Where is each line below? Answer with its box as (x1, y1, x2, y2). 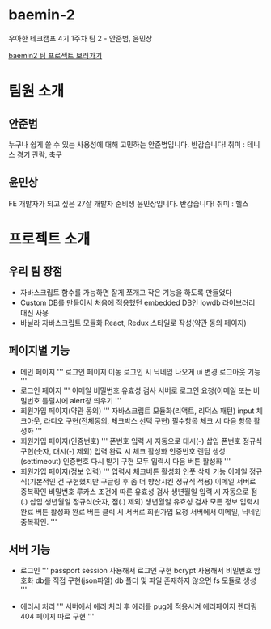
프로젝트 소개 (8, 230, 91, 248)
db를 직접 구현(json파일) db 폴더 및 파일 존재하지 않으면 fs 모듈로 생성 (35, 576, 257, 585)
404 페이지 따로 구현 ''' (19, 612, 95, 622)
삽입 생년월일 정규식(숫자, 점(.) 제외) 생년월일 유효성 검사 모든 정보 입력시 (29, 496, 260, 506)
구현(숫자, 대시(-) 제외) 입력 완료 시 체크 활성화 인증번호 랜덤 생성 (19, 446, 226, 456)
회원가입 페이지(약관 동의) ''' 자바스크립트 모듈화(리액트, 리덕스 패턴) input (19, 406, 255, 416)
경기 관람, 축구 (16, 150, 63, 159)
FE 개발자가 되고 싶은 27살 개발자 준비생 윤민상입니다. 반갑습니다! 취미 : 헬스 (8, 198, 249, 208)
